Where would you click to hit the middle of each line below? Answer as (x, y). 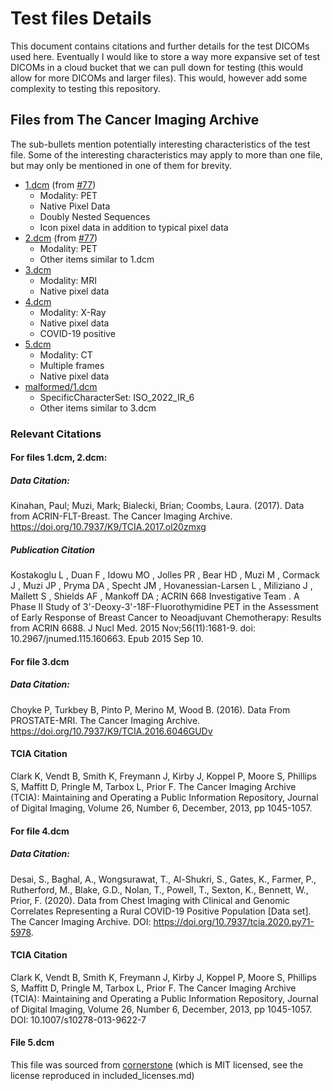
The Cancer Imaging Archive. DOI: (81, 921)
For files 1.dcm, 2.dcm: (59, 458)
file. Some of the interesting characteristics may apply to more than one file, (166, 154)
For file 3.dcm (40, 661)
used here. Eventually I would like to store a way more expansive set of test (165, 56)
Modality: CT (66, 354)
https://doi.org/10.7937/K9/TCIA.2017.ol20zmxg (108, 527)
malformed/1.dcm (61, 386)
